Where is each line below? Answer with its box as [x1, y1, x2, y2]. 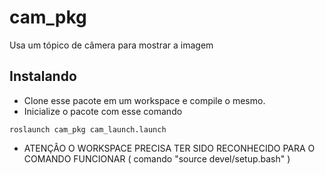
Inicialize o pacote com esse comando [23, 105, 183, 117]
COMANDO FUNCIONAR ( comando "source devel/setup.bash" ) [23, 152, 291, 165]
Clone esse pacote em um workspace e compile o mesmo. [23, 94, 266, 106]
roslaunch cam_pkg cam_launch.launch [9, 124, 167, 135]
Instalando [9, 68, 77, 85]
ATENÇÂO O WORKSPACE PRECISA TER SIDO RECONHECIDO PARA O [23, 142, 316, 154]
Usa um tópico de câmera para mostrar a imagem [9, 39, 214, 51]
